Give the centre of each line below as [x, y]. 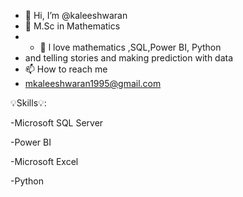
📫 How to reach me [66, 69]
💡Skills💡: [28, 103]
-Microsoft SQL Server [57, 123]
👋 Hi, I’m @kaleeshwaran [76, 15]
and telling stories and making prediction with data [129, 58]
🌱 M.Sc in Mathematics [72, 26]
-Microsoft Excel [44, 161]
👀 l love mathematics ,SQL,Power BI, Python [130, 47]
